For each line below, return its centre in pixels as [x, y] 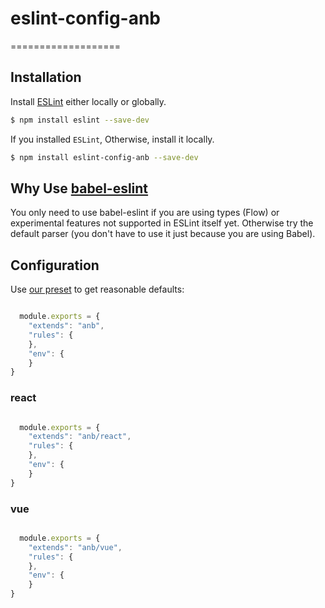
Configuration [55, 265]
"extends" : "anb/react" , [80, 437]
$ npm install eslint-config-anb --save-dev [104, 157]
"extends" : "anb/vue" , [75, 547]
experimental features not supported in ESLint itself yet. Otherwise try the [162, 223]
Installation [46, 77]
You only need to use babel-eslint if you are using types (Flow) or [145, 213]
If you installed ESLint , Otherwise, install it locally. [112, 139]
